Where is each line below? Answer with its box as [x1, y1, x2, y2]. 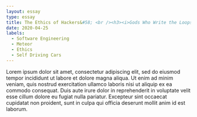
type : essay [6, 14, 35, 20]
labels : [6, 30, 25, 36]
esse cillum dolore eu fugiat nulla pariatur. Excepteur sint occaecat [6, 93, 167, 100]
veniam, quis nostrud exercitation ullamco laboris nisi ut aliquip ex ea [6, 80, 172, 88]
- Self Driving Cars [11, 52, 62, 58]
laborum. [6, 105, 28, 112]
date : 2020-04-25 [6, 25, 49, 31]
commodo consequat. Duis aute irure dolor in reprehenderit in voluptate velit [6, 87, 191, 94]
